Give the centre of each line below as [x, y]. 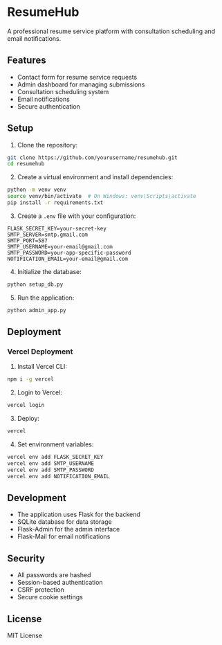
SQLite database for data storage [64, 522]
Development [37, 498]
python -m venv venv [37, 190]
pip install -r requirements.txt [55, 203]
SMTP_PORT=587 [28, 240]
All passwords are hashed [54, 575]
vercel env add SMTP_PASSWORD [51, 470]
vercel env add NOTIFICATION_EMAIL [58, 476]
